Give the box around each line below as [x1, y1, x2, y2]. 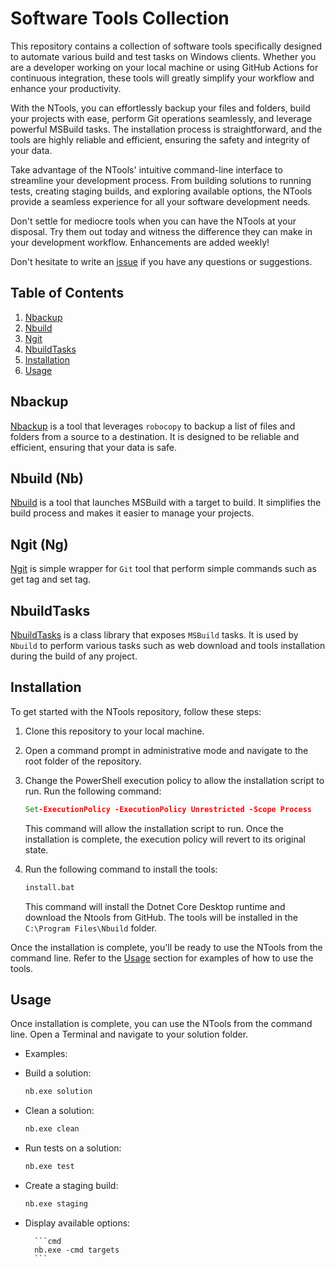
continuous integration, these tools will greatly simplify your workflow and [10, 72, 315, 84]
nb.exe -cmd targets [34, 1245, 120, 1255]
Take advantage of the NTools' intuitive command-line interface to [10, 163, 283, 176]
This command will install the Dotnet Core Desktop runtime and [24, 900, 286, 912]
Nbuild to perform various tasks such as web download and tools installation [10, 640, 326, 651]
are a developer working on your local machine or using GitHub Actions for [10, 61, 319, 73]
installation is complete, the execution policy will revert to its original [24, 833, 306, 845]
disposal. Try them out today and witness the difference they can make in [10, 225, 313, 237]
